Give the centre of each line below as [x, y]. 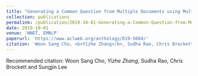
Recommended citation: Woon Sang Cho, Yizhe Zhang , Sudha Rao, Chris [95, 61]
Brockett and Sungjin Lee [37, 67]
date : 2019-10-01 [27, 28]
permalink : [19, 22]
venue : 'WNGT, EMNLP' [33, 33]
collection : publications [38, 17]
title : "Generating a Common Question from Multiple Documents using [93, 11]
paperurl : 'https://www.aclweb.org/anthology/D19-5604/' [77, 39]
